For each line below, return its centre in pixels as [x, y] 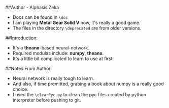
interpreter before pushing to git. [47, 100]
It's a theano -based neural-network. [51, 48]
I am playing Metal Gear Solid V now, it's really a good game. [76, 23]
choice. [21, 89]
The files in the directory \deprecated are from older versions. [77, 28]
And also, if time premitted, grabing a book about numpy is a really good [88, 84]
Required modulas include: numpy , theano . [58, 53]
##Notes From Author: [29, 69]
